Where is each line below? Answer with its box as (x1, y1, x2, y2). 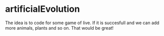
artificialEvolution (5, 3, 80, 15)
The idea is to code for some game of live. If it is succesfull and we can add (5, 20, 160, 26)
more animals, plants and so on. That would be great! (5, 25, 114, 31)
